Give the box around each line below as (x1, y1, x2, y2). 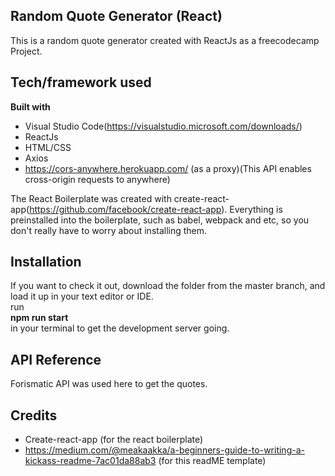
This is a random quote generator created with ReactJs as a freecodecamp (10, 34, 320, 46)
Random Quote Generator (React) (10, 8, 223, 25)
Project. (10, 45, 43, 57)
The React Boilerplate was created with (10, 192, 172, 204)
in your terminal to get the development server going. (10, 322, 230, 334)
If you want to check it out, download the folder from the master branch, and (10, 280, 326, 292)
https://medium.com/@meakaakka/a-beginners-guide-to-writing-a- (24, 444, 305, 456)
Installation (10, 254, 82, 271)
